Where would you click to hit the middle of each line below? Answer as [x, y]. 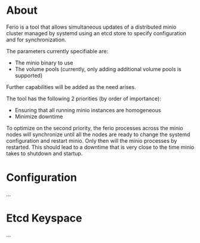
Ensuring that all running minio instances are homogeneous [88, 110]
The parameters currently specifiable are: [57, 51]
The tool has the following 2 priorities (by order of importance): [84, 99]
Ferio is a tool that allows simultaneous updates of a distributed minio [91, 27]
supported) [29, 75]
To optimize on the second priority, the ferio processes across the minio [95, 128]
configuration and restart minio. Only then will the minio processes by [92, 140]
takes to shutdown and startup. [44, 153]
